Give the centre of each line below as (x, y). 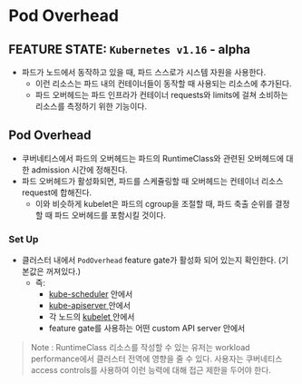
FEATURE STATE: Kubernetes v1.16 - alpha (130, 49)
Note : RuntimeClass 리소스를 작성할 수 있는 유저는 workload (140, 348)
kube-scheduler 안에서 (91, 294)
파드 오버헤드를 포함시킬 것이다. (111, 215)
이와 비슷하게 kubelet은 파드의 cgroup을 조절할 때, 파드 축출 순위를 (154, 203)
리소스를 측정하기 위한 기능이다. (91, 106)
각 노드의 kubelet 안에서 (92, 317)
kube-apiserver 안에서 (89, 306)
